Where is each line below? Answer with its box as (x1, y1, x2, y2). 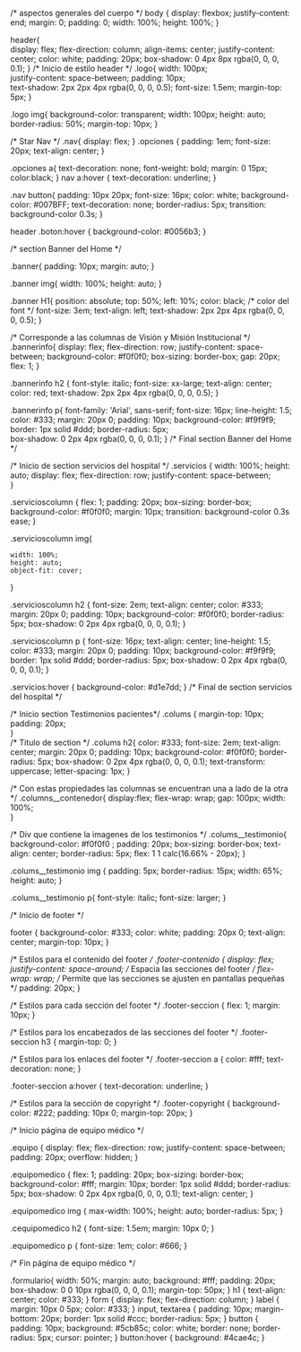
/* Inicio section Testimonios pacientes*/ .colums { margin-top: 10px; (10, 708, 264, 719)
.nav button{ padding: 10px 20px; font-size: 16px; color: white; (10, 190, 240, 200)
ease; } (10, 516, 37, 526)
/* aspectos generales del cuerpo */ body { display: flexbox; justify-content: (10, 8, 290, 18)
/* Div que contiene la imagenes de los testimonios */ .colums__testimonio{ (10, 829, 288, 839)
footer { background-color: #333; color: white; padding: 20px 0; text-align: (10, 927, 286, 938)
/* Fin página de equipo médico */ (10, 1258, 136, 1268)
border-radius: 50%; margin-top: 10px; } (10, 118, 159, 129)
